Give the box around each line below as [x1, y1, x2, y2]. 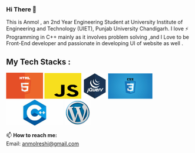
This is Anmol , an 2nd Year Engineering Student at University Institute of [6, 19, 183, 26]
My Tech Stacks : [6, 57, 71, 67]
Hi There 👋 [6, 5, 37, 13]
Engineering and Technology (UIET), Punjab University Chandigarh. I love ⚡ [6, 25, 189, 32]
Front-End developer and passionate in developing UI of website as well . [6, 40, 184, 47]
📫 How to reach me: [6, 131, 58, 138]
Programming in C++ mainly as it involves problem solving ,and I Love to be [6, 33, 190, 40]
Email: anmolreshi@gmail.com [6, 140, 80, 147]
